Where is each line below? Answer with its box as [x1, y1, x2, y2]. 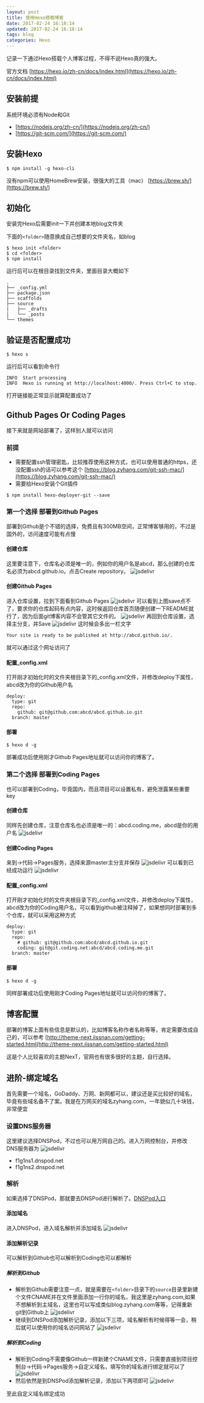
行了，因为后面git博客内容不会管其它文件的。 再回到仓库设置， [6, 613, 189, 620]
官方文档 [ [6, 68, 32, 75]
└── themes [6, 317, 34, 323]
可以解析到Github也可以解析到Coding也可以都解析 [6, 1254, 132, 1262]
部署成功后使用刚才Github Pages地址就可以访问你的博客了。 [6, 754, 158, 761]
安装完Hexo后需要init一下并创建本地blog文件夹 [6, 220, 124, 227]
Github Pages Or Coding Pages [6, 409, 126, 420]
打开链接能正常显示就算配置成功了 [6, 392, 92, 399]
